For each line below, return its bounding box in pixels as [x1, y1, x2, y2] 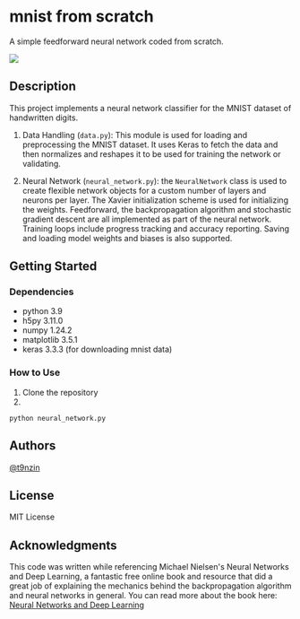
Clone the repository [21, 387, 99, 397]
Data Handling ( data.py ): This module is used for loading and [21, 129, 248, 140]
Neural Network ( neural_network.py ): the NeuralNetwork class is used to [21, 175, 287, 186]
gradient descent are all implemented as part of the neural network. [21, 214, 272, 224]
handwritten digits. [9, 112, 79, 123]
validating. [21, 158, 61, 169]
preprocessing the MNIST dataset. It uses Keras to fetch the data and [21, 139, 279, 150]
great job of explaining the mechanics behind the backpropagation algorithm [9, 580, 292, 591]
